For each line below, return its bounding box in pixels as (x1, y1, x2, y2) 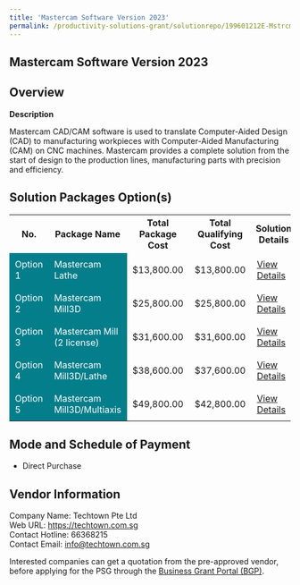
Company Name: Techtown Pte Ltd (9, 511, 137, 521)
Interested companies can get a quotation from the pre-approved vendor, (9, 556, 279, 567)
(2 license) (54, 336, 100, 349)
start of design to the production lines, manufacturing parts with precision (9, 154, 281, 165)
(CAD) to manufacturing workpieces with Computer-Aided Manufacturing (9, 135, 279, 146)
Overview (9, 85, 65, 100)
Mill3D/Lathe (54, 369, 108, 382)
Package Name (54, 227, 121, 240)
